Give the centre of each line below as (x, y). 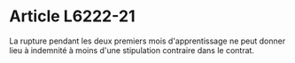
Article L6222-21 (72, 16)
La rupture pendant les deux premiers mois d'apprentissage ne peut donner (147, 41)
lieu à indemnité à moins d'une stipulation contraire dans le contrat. (132, 50)
